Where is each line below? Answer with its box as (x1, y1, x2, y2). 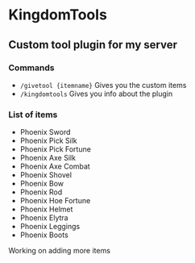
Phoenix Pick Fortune (19, 144, 91, 154)
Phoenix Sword (19, 127, 71, 137)
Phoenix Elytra (19, 213, 68, 223)
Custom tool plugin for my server (8, 38, 177, 52)
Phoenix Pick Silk (19, 136, 78, 146)
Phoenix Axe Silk (19, 153, 77, 163)
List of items (8, 109, 58, 120)
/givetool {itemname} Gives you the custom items (19, 80, 187, 90)
